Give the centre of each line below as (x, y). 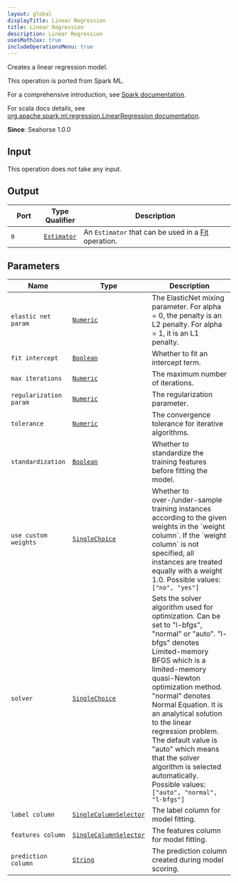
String (83, 860)
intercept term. (176, 362)
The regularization (182, 394)
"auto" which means (186, 749)
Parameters (34, 266)
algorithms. (171, 433)
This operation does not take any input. (64, 169)
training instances (181, 509)
